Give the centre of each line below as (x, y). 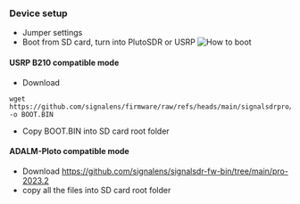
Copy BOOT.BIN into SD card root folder (96, 131)
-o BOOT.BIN (31, 114)
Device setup (39, 13)
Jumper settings (52, 33)
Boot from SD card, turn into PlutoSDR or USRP (109, 42)
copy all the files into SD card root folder (96, 190)
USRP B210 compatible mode (64, 62)
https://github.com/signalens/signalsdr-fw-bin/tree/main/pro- (175, 171)
